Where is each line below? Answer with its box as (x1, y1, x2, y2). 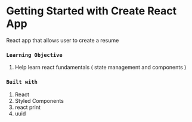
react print (14, 103, 41, 111)
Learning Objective (6, 51, 63, 58)
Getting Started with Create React (6, 4, 177, 18)
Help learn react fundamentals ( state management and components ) (14, 64, 187, 71)
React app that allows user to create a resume (6, 36, 119, 44)
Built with (6, 79, 38, 86)
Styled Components (14, 97, 64, 104)
